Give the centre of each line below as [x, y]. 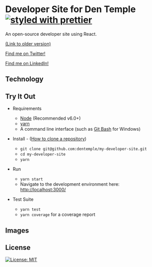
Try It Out [20, 96]
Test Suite [23, 199]
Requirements [27, 109]
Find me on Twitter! [25, 54]
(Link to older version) [28, 43]
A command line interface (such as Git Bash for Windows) [80, 129]
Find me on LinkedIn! [27, 63]
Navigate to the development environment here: [70, 184]
